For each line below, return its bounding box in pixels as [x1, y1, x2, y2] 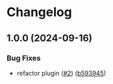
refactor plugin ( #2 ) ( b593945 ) [16, 69, 107, 77]
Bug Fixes [6, 53, 41, 63]
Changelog [6, 4, 72, 20]
